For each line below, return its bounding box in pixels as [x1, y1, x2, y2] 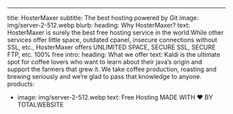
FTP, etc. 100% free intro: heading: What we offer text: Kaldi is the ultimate [7, 50, 221, 59]
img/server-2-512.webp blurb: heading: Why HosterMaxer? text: [7, 21, 191, 29]
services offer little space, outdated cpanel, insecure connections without [7, 36, 218, 44]
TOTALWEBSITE [17, 101, 64, 108]
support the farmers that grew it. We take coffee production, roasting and [7, 65, 217, 73]
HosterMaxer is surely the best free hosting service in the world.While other [7, 28, 224, 37]
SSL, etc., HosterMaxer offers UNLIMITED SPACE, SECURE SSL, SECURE [7, 43, 216, 51]
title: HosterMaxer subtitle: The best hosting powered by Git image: [7, 14, 199, 21]
